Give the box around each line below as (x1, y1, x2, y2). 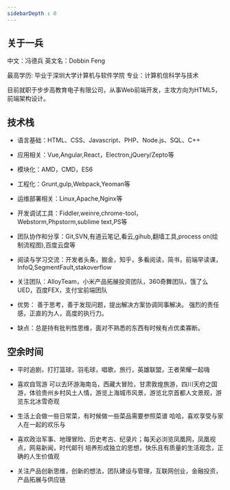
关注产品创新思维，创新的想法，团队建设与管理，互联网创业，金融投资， (16, 467, 222, 475)
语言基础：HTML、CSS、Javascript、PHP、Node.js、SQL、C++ (16, 136, 200, 144)
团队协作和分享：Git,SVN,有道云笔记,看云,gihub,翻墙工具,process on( (16, 232, 213, 241)
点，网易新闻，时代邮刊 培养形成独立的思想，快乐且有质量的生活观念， (16, 444, 218, 452)
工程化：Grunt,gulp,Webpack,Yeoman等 (16, 180, 130, 188)
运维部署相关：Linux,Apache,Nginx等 (16, 194, 123, 203)
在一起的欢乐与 (23, 421, 66, 429)
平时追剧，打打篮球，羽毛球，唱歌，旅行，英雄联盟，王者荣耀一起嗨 (16, 366, 210, 374)
